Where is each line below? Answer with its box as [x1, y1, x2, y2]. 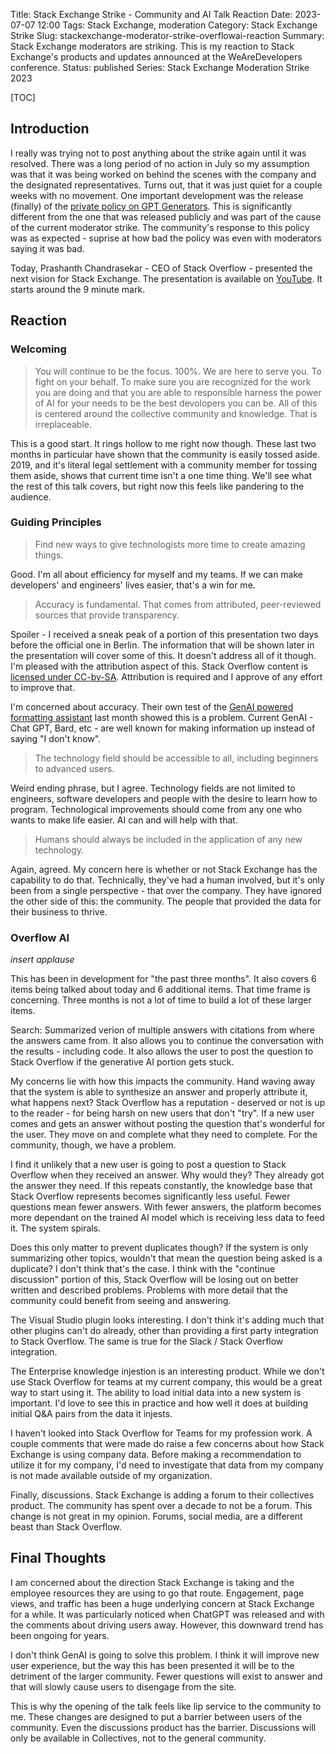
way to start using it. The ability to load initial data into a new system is [10, 1387, 302, 1399]
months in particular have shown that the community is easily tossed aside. [10, 448, 320, 460]
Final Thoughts [10, 1550, 107, 1567]
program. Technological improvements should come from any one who [10, 803, 303, 815]
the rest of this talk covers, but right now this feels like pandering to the [10, 480, 305, 492]
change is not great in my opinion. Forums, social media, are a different [10, 1510, 303, 1523]
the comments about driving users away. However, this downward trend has [10, 1619, 324, 1631]
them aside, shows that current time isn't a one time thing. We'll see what [10, 469, 313, 481]
